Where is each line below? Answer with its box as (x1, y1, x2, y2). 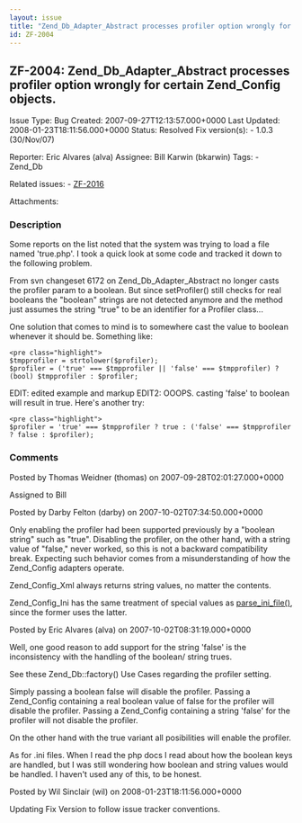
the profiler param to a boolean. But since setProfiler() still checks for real (9, 285, 281, 296)
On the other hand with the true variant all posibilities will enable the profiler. (9, 732, 292, 743)
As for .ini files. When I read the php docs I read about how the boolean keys (9, 749, 293, 760)
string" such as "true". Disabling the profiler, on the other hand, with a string (9, 533, 290, 544)
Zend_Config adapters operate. (9, 562, 125, 573)
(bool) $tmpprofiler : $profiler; (9, 372, 139, 381)
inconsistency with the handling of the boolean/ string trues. (9, 651, 232, 662)
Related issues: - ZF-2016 (9, 179, 105, 190)
